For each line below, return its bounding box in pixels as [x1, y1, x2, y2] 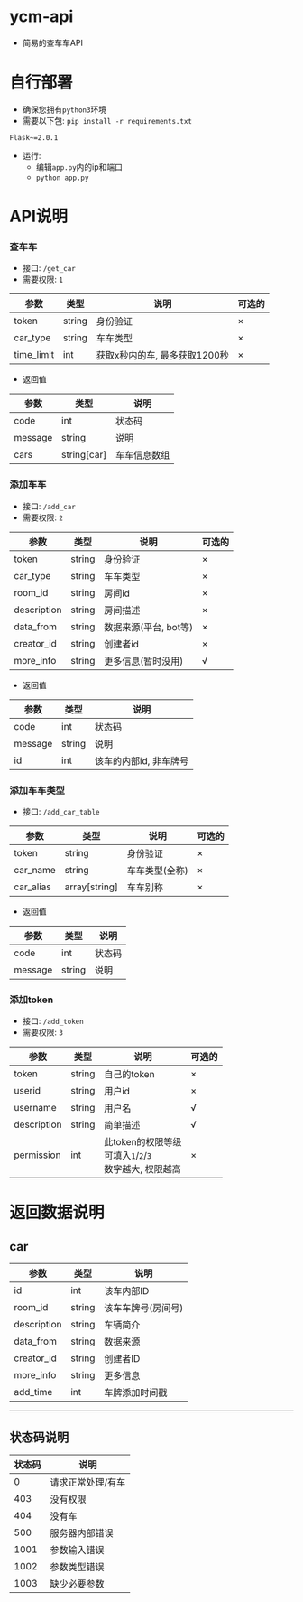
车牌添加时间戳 [103, 1386, 168, 1399]
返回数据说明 [9, 1203, 106, 1223]
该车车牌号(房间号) [103, 1302, 184, 1315]
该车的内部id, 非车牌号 [94, 754, 189, 767]
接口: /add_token [22, 1016, 84, 1027]
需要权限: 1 [22, 274, 63, 285]
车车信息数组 [115, 449, 170, 461]
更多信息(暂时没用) [103, 655, 184, 667]
